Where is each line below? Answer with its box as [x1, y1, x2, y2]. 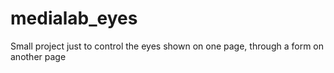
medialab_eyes [10, 7, 138, 30]
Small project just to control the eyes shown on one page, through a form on [10, 40, 325, 52]
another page [10, 50, 67, 62]
